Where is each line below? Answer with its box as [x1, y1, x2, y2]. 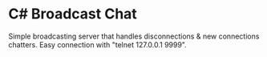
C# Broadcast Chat [8, 5, 138, 23]
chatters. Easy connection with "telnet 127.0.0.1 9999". [8, 39, 187, 49]
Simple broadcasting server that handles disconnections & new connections [8, 31, 260, 41]
